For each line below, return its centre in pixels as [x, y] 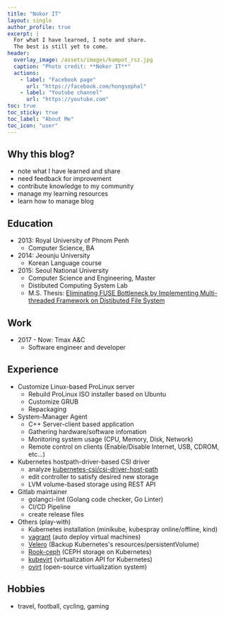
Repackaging [47, 409]
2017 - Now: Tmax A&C [52, 339]
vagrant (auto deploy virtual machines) [84, 536]
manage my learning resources [63, 194]
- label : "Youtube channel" [61, 93]
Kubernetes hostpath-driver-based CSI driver [84, 462]
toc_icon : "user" [33, 125]
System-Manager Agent [53, 416]
